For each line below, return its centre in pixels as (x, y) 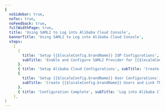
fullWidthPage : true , (31, 28)
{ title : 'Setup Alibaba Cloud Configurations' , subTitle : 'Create (88, 69)
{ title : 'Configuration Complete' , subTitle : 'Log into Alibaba (86, 92)
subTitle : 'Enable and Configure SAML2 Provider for (78, 60)
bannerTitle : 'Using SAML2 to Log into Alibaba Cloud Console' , (76, 37)
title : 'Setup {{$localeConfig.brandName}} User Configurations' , (92, 78)
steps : (16, 42)
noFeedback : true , (28, 23)
